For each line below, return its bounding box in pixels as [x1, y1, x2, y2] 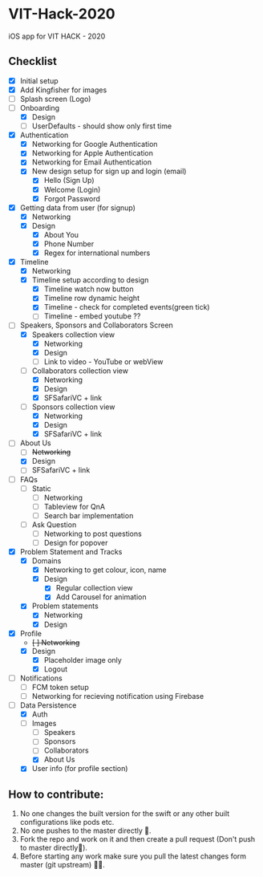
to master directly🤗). [19, 843, 88, 853]
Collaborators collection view [31, 366, 128, 376]
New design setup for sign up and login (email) [31, 166, 187, 177]
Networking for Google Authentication [31, 140, 158, 149]
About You [43, 229, 79, 239]
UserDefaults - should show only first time [31, 121, 172, 131]
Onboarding [19, 103, 60, 112]
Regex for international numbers [43, 248, 151, 258]
